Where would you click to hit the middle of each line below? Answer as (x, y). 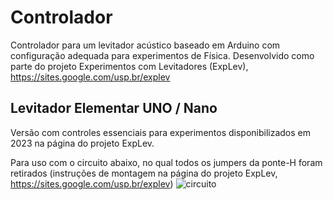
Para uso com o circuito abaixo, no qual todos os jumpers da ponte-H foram (166, 162)
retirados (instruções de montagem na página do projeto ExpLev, (144, 173)
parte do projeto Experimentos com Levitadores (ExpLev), (129, 66)
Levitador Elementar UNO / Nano (114, 108)
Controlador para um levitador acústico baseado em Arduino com (145, 45)
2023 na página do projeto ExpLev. (82, 143)
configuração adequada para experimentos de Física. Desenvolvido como (162, 55)
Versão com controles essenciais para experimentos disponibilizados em (161, 132)
